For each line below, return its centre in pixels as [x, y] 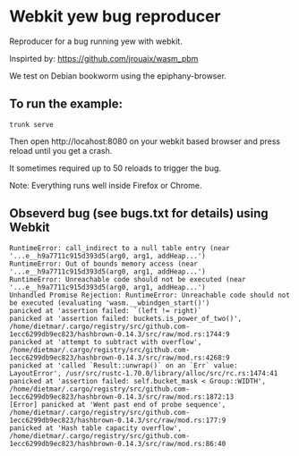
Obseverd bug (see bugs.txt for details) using [139, 213]
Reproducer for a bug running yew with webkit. [96, 41]
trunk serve [31, 124]
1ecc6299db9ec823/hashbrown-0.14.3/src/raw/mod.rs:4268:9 [120, 358]
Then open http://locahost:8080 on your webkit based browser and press [145, 141]
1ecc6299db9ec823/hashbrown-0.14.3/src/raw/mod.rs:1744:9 [120, 334]
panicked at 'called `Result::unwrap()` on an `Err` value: [124, 365]
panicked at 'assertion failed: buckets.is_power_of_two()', [126, 318]
